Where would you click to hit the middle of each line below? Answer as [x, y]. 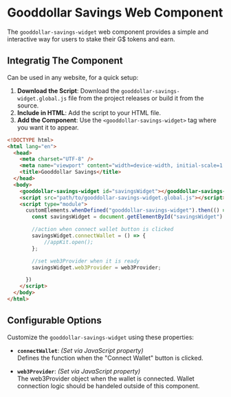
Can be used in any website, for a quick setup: [73, 77]
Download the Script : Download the [68, 90]
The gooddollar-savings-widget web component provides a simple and [108, 32]
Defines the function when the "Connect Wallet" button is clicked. [110, 358]
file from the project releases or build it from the [136, 98]
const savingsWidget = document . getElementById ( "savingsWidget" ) [128, 217]
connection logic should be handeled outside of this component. [108, 386]
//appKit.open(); [69, 242]
